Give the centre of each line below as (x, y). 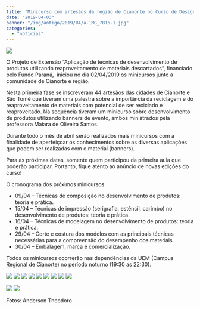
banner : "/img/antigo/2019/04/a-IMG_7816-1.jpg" (68, 23)
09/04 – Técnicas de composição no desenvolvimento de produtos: (98, 196)
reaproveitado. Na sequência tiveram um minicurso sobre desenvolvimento (98, 112)
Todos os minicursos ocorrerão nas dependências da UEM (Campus (90, 258)
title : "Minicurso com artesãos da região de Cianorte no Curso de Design (101, 12)
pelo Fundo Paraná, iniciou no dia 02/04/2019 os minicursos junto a (90, 75)
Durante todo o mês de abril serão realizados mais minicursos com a (90, 136)
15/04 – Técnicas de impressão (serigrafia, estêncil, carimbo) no (93, 209)
